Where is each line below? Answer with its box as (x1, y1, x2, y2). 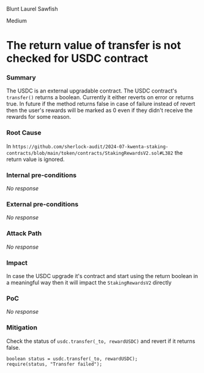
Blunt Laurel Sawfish (6, 6, 58, 12)
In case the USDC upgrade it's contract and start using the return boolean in (6, 272, 199, 279)
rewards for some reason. (6, 113, 71, 121)
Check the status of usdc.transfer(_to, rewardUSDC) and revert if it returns (6, 337, 195, 345)
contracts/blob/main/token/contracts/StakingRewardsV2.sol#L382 (6, 150, 173, 156)
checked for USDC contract (6, 51, 148, 66)
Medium (6, 17, 27, 24)
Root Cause (6, 129, 42, 137)
